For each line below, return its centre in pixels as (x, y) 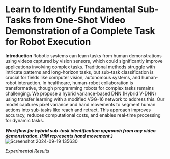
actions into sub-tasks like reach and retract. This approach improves (78, 110)
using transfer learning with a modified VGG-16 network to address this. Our (85, 99)
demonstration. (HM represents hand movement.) (59, 136)
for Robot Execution (48, 42)
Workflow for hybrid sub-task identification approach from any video (81, 130)
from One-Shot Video (79, 20)
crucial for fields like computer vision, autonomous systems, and (73, 77)
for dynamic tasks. (25, 120)
